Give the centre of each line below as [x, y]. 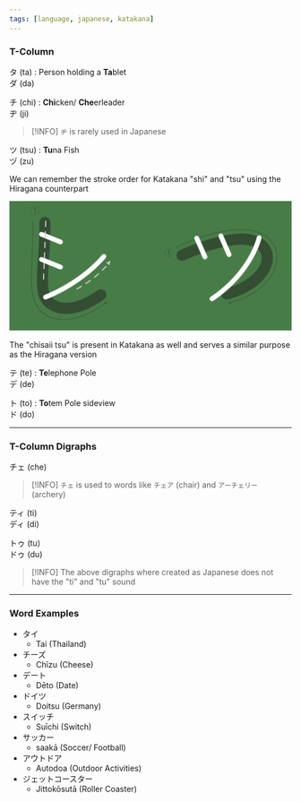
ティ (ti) [23, 513]
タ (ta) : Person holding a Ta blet [68, 72]
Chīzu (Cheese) [64, 665]
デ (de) [22, 384]
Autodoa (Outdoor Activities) [88, 768]
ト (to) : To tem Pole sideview [63, 402]
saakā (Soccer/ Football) [81, 747]
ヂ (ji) [19, 113]
